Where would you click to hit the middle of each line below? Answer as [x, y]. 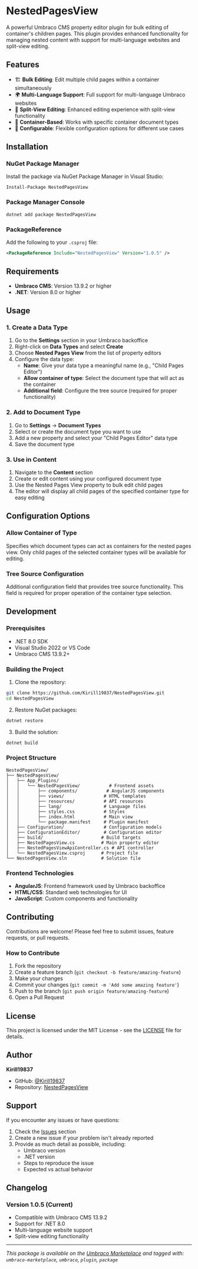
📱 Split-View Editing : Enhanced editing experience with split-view [95, 109]
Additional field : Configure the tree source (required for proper [100, 391]
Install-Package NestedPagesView [47, 188]
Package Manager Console [46, 202]
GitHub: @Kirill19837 [40, 1081]
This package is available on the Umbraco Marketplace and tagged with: [95, 1254]
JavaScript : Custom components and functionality [76, 898]
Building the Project [35, 669]
